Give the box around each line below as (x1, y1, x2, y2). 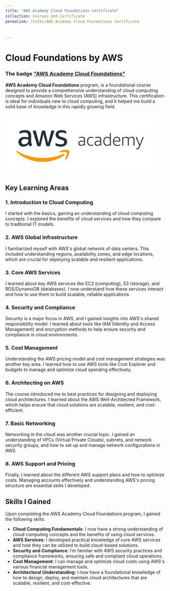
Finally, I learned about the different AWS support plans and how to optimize (5, 472, 165, 478)
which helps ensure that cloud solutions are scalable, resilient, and (5, 401, 145, 408)
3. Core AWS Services (5, 269, 61, 276)
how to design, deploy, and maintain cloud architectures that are (12, 575, 147, 581)
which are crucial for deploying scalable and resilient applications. (5, 256, 144, 262)
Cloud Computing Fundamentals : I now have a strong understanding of (12, 526, 163, 532)
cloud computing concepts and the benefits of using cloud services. (12, 532, 156, 538)
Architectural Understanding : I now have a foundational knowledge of (12, 569, 161, 575)
